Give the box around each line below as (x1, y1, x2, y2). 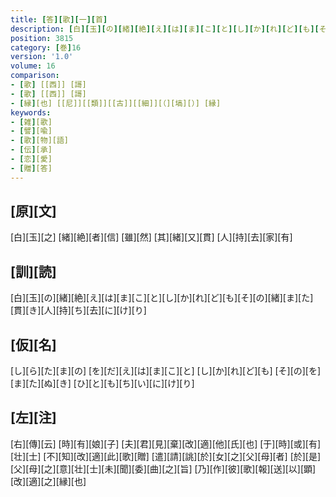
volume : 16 (10, 61, 56, 71)
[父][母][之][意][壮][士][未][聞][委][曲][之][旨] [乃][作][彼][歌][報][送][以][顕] (10, 462, 317, 475)
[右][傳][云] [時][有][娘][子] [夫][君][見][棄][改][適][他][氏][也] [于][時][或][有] (10, 437, 322, 450)
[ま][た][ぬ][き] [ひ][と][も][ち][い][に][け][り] (10, 377, 195, 390)
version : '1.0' (10, 52, 74, 62)
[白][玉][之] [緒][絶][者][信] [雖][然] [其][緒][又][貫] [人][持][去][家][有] (10, 231, 293, 243)
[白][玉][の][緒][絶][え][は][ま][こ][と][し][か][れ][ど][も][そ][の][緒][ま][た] (10, 292, 314, 304)
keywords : (10, 107, 52, 118)
